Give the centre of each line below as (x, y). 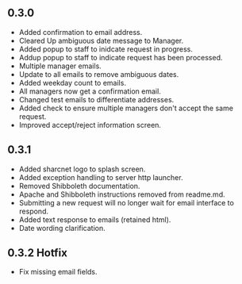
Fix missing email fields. (58, 272)
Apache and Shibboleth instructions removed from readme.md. (122, 194)
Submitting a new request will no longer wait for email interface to (127, 202)
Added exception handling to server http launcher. (101, 177)
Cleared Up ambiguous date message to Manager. (101, 40)
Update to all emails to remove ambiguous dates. (99, 74)
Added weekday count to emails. (72, 83)
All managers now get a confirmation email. (90, 91)
